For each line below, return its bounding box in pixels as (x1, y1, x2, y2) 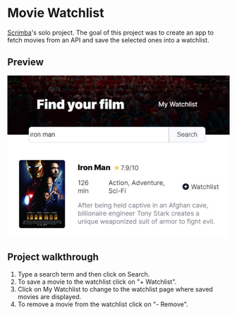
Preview (7, 56, 44, 68)
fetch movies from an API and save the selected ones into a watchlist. (7, 35, 209, 44)
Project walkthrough (7, 251, 99, 263)
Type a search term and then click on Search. (17, 270, 150, 278)
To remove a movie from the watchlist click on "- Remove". (17, 300, 188, 308)
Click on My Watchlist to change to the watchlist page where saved (17, 284, 213, 294)
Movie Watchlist (7, 5, 104, 21)
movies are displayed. (17, 292, 82, 301)
